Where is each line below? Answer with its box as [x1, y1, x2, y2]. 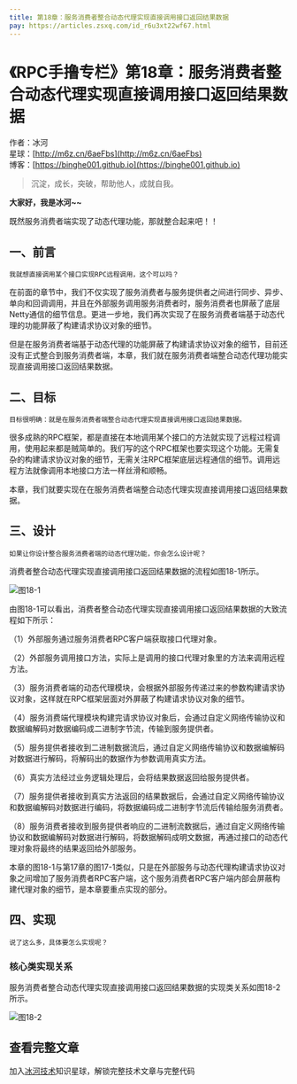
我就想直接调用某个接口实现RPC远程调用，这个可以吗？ [9, 270, 179, 279]
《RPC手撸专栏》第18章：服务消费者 [9, 62, 267, 82]
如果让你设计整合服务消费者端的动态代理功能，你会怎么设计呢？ [9, 549, 207, 558]
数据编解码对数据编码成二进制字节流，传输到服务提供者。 [9, 723, 218, 734]
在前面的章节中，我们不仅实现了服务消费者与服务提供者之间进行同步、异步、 [9, 287, 288, 298]
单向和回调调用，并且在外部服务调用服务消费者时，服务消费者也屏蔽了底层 [9, 298, 280, 308]
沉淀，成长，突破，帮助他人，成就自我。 [30, 178, 179, 189]
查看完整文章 [9, 1041, 80, 1056]
